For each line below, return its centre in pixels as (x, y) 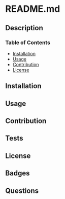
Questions (22, 191)
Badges (18, 173)
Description (24, 28)
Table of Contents (28, 43)
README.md (33, 9)
